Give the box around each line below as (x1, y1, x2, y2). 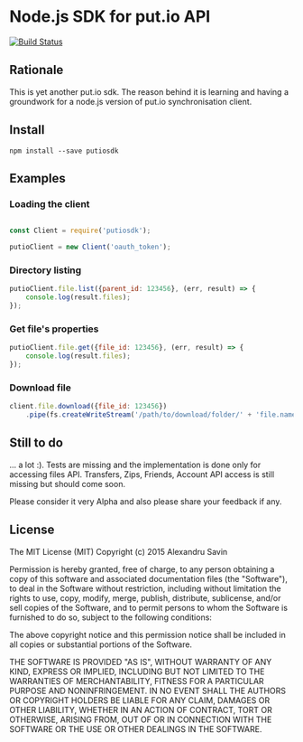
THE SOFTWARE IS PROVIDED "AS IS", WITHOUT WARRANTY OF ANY (9, 656, 272, 667)
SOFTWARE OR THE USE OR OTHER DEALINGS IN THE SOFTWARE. (9, 723, 262, 734)
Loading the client (9, 197, 90, 210)
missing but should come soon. (9, 478, 126, 489)
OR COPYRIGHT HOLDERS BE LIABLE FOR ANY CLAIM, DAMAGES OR (9, 694, 271, 706)
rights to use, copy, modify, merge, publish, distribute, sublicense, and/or (9, 592, 281, 603)
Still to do (9, 436, 63, 451)
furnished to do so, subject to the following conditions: (9, 612, 212, 623)
